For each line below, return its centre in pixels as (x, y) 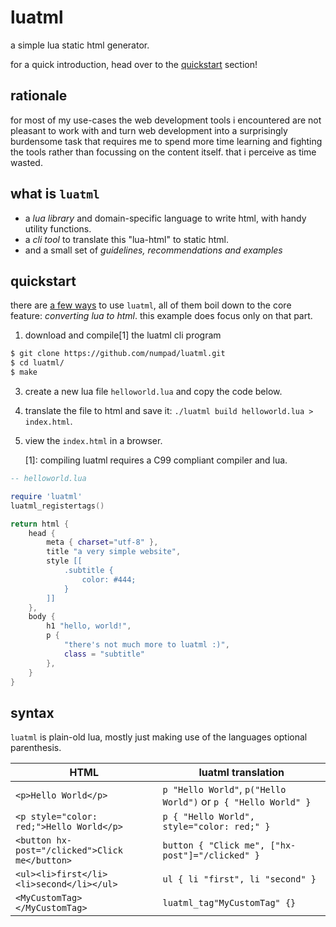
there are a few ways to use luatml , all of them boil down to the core (151, 305)
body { (42, 617)
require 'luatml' (46, 496)
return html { (40, 524)
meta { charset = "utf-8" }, (102, 542)
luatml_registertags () (57, 506)
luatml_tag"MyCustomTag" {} (229, 903)
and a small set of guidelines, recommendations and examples (153, 250)
